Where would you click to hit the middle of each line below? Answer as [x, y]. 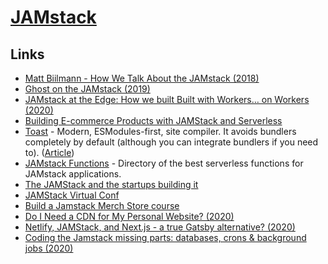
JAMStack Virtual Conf [72, 195]
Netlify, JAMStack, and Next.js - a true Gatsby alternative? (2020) [160, 227]
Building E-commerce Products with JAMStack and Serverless [153, 120]
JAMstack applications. [73, 174]
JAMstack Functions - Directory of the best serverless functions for [164, 163]
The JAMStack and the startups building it [111, 184]
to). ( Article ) [49, 152]
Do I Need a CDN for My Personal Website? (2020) [129, 216]
